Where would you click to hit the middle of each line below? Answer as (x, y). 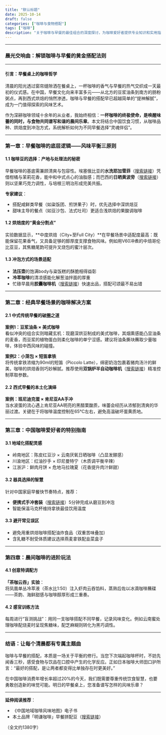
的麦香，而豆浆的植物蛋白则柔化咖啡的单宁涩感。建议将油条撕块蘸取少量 (79, 340)
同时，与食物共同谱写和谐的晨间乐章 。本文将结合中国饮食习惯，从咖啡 (85, 121)
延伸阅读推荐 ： (20, 700)
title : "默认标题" (23, 10)
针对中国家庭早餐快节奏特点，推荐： (42, 491)
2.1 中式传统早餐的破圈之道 (32, 315)
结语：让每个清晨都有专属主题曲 (43, 644)
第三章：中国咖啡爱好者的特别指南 (46, 430)
